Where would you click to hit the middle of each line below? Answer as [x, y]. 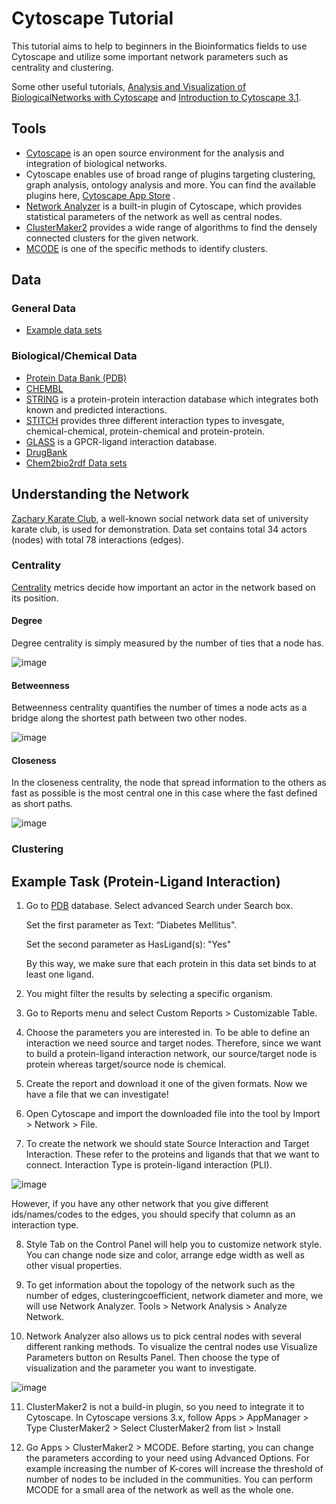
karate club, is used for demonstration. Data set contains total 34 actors [159, 529]
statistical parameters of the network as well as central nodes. [154, 216]
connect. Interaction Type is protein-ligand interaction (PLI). [149, 1165]
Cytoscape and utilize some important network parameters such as [150, 56]
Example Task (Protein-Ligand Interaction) [146, 881]
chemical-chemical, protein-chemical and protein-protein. [145, 431]
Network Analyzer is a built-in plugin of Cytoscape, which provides [164, 206]
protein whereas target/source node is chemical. [126, 1064]
